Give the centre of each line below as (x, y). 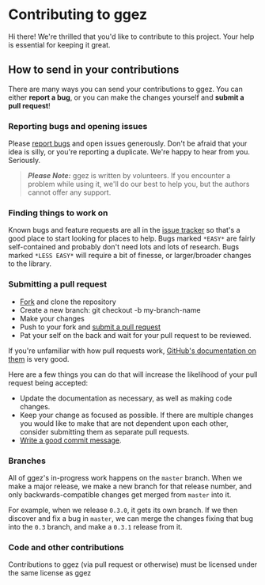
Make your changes (52, 318)
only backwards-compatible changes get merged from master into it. (120, 494)
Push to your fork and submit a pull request (90, 327)
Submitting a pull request (58, 284)
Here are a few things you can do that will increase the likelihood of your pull (133, 374)
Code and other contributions (66, 547)
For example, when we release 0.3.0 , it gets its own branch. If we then (123, 510)
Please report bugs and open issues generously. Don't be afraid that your (128, 143)
